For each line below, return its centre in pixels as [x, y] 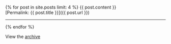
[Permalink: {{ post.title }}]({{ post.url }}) [48, 12]
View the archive [23, 36]
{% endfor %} [20, 27]
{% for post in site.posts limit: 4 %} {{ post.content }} [61, 7]
